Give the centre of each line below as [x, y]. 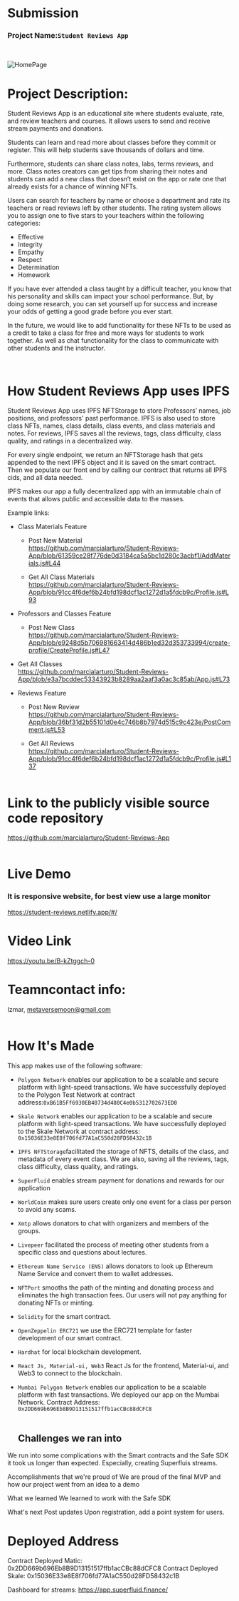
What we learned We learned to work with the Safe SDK [89, 1498]
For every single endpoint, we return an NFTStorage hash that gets [105, 455]
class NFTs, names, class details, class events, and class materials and [111, 426]
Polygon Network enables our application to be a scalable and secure [118, 1079]
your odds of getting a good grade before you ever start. [90, 311]
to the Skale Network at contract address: [79, 1131]
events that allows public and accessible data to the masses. [96, 499]
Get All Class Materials [61, 577]
